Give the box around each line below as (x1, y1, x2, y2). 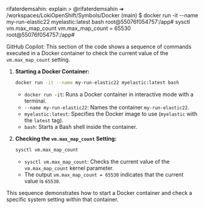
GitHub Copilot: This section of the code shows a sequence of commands (6, 43, 192, 50)
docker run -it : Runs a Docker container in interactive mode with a (24, 90, 194, 98)
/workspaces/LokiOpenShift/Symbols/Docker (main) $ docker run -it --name (6, 12, 199, 19)
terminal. (24, 97, 47, 105)
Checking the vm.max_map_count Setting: (15, 134, 117, 142)
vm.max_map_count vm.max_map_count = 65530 (6, 24, 131, 32)
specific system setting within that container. (6, 196, 119, 203)
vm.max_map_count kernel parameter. (24, 164, 114, 172)
